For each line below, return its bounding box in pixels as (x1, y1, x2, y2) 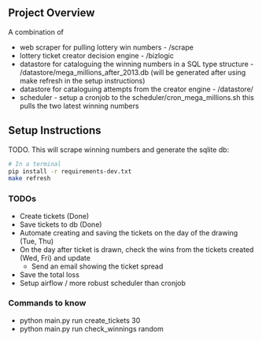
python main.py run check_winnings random (19, 324, 164, 333)
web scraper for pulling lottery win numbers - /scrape (19, 43, 194, 52)
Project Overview (8, 6, 95, 20)
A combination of (8, 27, 65, 36)
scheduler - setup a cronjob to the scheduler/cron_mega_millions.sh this (19, 92, 254, 102)
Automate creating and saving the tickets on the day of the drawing (19, 228, 238, 237)
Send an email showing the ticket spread (31, 261, 164, 271)
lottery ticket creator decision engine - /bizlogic (19, 50, 175, 60)
